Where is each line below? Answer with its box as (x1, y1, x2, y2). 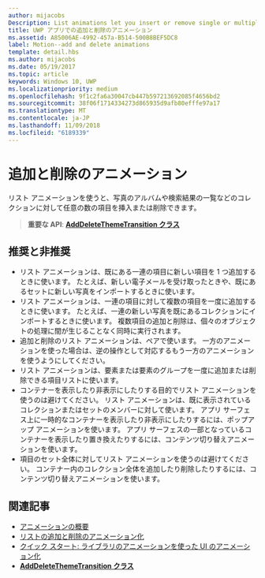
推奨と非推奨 (8, 244, 71, 258)
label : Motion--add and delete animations (8, 41, 150, 49)
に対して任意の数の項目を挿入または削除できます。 (35, 203, 201, 212)
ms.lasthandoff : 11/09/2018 (8, 121, 101, 129)
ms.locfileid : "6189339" (8, 129, 90, 136)
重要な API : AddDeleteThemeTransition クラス (27, 219, 180, 229)
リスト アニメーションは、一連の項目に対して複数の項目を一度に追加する (19, 296, 256, 306)
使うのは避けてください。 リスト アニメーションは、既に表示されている (19, 395, 252, 405)
